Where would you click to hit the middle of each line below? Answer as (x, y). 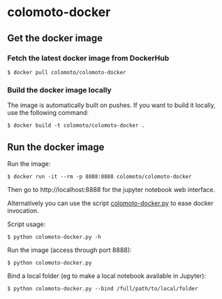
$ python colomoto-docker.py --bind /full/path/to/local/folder (103, 288)
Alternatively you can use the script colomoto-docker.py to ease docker (111, 203)
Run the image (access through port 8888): (69, 250)
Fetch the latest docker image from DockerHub (88, 58)
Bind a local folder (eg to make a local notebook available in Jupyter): (107, 276)
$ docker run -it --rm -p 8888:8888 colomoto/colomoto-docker (99, 176)
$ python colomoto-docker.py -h (54, 237)
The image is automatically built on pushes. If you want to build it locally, (111, 105)
